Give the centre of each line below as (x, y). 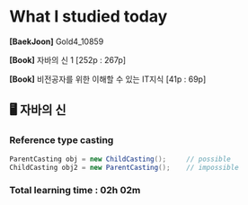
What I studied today (89, 17)
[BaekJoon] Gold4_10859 (57, 41)
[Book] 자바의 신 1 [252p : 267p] (68, 59)
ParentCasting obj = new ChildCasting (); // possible (120, 159)
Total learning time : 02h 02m (75, 191)
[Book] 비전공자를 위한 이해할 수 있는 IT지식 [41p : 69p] (108, 79)
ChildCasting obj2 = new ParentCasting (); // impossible (124, 167)
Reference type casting (62, 140)
